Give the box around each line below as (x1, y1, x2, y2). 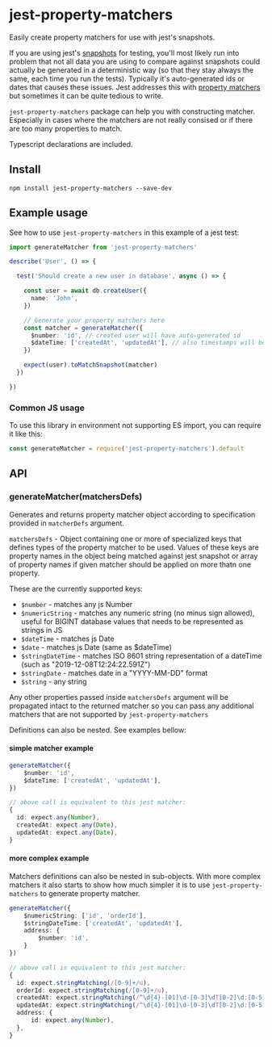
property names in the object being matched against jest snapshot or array (9, 551, 258, 560)
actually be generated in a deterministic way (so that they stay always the (9, 65, 253, 74)
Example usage (9, 206, 88, 220)
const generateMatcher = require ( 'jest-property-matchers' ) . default (9, 445, 245, 453)
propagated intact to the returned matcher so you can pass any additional (9, 701, 254, 710)
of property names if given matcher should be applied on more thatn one (9, 559, 252, 569)
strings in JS (20, 625, 63, 634)
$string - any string (20, 676, 87, 686)
